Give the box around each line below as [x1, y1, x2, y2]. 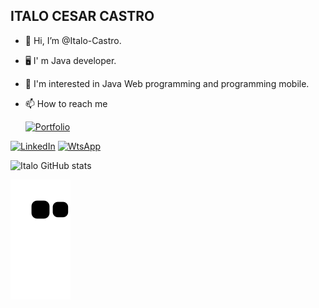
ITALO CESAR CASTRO [10, 8, 155, 25]
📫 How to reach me [24, 97, 108, 109]
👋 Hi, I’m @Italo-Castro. [24, 34, 122, 46]
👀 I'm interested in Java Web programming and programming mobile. [24, 77, 310, 89]
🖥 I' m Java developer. [24, 54, 117, 66]
